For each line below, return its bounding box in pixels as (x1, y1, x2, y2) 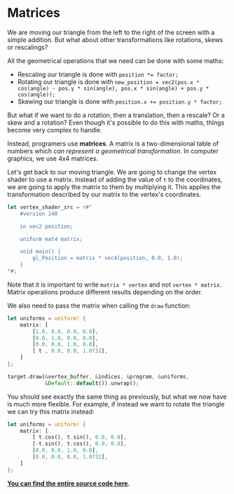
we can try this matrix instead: (7, 407, 95, 416)
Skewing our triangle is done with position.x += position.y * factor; (17, 97, 223, 106)
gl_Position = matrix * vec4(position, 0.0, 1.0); (32, 254, 184, 262)
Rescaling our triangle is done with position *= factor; (17, 70, 179, 78)
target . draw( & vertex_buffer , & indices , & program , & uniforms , (7, 373, 190, 380)
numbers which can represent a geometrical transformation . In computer (7, 146, 219, 155)
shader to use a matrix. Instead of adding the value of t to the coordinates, (7, 175, 223, 184)
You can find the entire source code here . (7, 479, 130, 488)
